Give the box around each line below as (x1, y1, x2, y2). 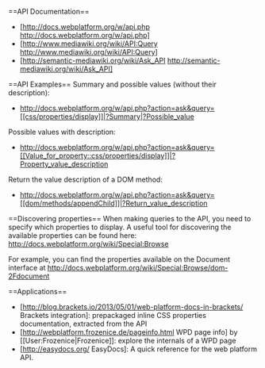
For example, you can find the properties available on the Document (8, 255, 231, 264)
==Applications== (8, 287, 67, 296)
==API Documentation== (8, 7, 90, 16)
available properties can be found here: (8, 231, 137, 240)
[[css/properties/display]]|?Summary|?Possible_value (19, 112, 194, 121)
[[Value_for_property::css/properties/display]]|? (19, 151, 176, 160)
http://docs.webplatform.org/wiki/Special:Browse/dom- (47, 263, 229, 272)
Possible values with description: (8, 127, 117, 136)
